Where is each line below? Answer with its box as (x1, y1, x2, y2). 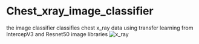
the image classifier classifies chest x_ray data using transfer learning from (6, 24, 194, 31)
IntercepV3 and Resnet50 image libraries (6, 30, 108, 37)
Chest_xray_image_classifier (6, 4, 154, 18)
